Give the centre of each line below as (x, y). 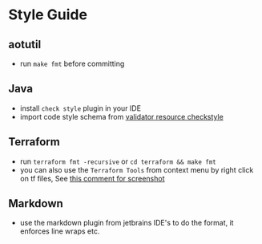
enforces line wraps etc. (60, 231)
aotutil (25, 45)
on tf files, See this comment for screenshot (92, 178)
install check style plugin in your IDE (81, 108)
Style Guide (48, 15)
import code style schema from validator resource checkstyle (122, 116)
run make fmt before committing (72, 63)
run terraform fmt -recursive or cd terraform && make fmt (118, 161)
